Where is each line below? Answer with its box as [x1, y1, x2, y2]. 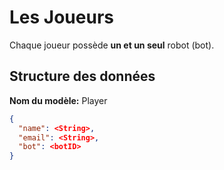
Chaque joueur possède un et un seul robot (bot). [9, 39, 215, 51]
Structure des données [9, 68, 156, 85]
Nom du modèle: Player [9, 94, 108, 106]
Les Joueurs [9, 6, 114, 29]
